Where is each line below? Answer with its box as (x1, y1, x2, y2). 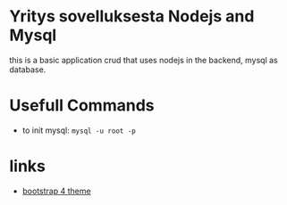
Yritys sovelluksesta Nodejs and (9, 6, 255, 27)
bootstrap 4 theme (21, 185, 91, 196)
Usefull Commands (9, 95, 155, 116)
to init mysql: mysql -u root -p (21, 125, 136, 135)
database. (9, 64, 46, 75)
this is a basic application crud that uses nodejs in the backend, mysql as (9, 54, 279, 65)
